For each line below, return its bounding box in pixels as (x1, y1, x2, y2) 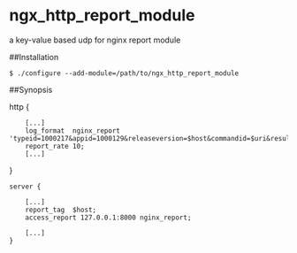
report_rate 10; (25, 142, 86, 150)
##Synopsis (9, 84, 53, 95)
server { (9, 182, 42, 191)
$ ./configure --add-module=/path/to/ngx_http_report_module (9, 68, 240, 78)
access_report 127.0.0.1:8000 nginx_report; (25, 213, 192, 222)
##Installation (9, 51, 59, 62)
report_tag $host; (25, 205, 97, 214)
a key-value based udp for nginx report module (9, 34, 181, 45)
